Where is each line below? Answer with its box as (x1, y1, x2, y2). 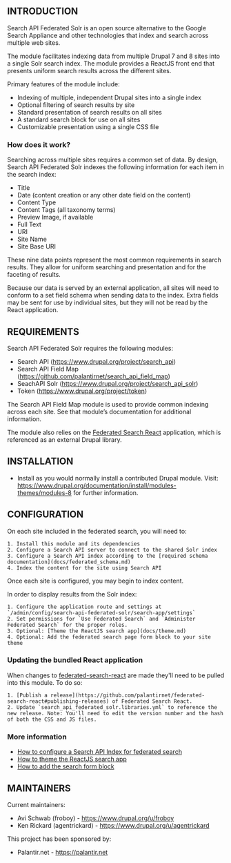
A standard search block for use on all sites (17, 115, 141, 124)
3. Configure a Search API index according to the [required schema (7, 552, 208, 559)
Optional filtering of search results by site (17, 100, 135, 109)
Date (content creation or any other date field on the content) (17, 191, 191, 200)
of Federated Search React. (112, 697, 193, 705)
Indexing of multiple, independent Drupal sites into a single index (17, 93, 202, 101)
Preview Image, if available (17, 213, 94, 222)
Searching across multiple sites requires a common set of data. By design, (7, 155, 219, 164)
